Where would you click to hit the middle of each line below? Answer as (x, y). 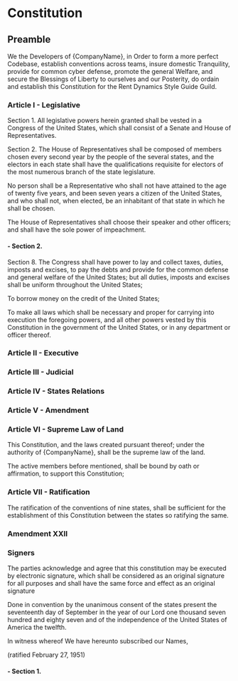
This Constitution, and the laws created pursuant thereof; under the (106, 445)
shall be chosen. (31, 208)
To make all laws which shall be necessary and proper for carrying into (111, 312)
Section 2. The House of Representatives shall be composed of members (115, 149)
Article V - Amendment (48, 410)
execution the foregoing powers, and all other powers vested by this (107, 320)
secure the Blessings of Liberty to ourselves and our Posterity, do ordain (113, 79)
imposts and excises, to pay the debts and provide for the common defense (118, 269)
